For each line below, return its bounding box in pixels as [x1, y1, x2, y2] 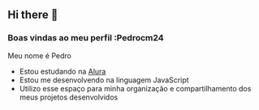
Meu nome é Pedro [7, 50, 72, 61]
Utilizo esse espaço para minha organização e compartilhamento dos [19, 83, 252, 93]
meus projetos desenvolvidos [19, 92, 119, 102]
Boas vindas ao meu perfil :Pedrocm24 [7, 32, 164, 44]
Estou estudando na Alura [19, 66, 106, 76]
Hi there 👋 [7, 8, 58, 22]
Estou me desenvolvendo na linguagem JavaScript [19, 74, 189, 85]
